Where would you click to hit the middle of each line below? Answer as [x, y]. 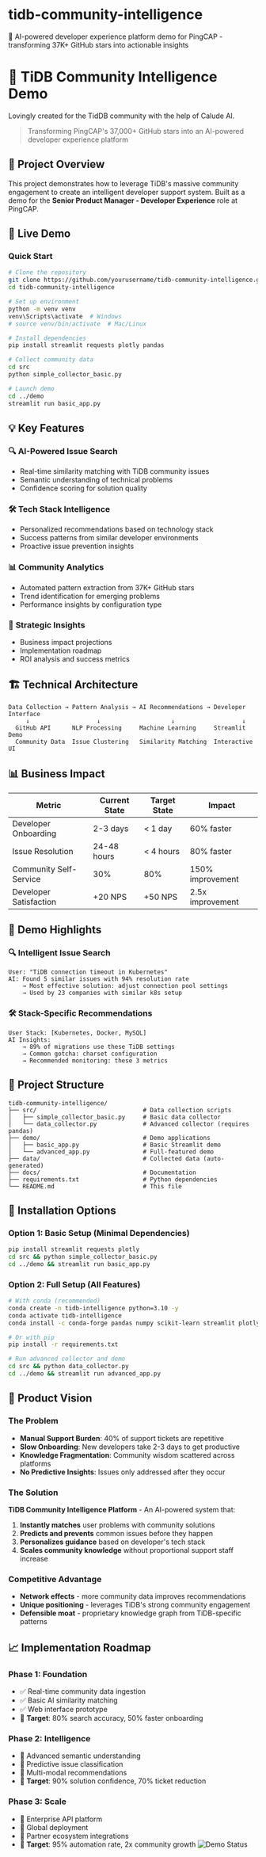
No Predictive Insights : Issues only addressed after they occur [122, 1472]
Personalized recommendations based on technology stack [116, 529]
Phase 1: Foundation [48, 1674]
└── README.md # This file [95, 1186]
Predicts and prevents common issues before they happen [116, 1533]
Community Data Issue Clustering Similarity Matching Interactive [134, 742]
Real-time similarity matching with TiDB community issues [114, 471]
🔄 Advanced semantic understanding [80, 1756]
